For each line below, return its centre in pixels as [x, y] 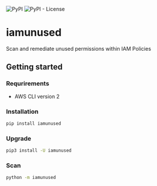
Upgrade [19, 138]
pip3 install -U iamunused [39, 151]
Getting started [34, 67]
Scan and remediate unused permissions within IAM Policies [79, 48]
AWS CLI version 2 [37, 96]
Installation [22, 111]
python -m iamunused [31, 178]
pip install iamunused [34, 123]
